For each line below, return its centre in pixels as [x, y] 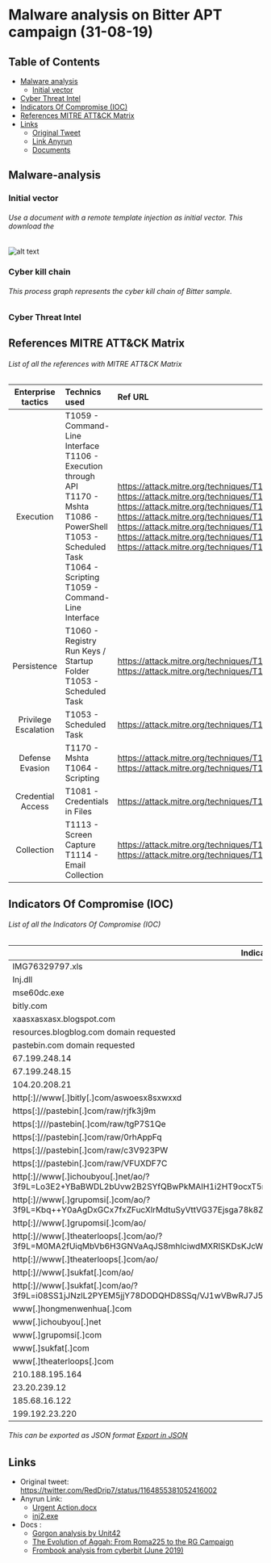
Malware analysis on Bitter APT [115, 15]
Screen [79, 835]
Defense [35, 758]
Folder [77, 671]
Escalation [35, 730]
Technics [83, 392]
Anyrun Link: [41, 1499]
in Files [79, 812]
